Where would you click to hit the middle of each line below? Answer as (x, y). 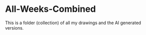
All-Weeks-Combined (50, 9)
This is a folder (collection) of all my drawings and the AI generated (73, 23)
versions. (14, 28)
